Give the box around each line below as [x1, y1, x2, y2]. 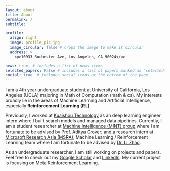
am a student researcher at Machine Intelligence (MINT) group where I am [5, 123, 160, 130]
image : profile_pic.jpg [10, 40, 60, 46]
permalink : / [5, 17, 33, 22]
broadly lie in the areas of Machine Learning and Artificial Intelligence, [5, 97, 151, 104]
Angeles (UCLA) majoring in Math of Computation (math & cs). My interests [5, 92, 162, 98]
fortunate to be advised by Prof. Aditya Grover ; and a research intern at [5, 129, 154, 135]
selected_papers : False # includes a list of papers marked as [5, 68, 142, 73]
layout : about [5, 7, 35, 13]
